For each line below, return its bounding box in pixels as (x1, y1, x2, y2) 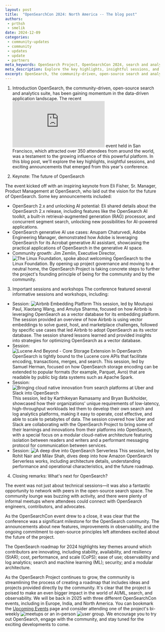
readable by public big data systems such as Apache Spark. (12, 374, 134, 380)
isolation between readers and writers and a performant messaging (12, 437, 149, 443)
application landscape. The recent (12, 95, 82, 101)
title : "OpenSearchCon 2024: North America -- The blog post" (5, 12, 137, 17)
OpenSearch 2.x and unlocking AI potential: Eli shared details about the (12, 203, 156, 209)
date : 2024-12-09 (5, 30, 41, 35)
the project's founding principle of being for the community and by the (12, 271, 155, 277)
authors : (5, 16, 23, 21)
